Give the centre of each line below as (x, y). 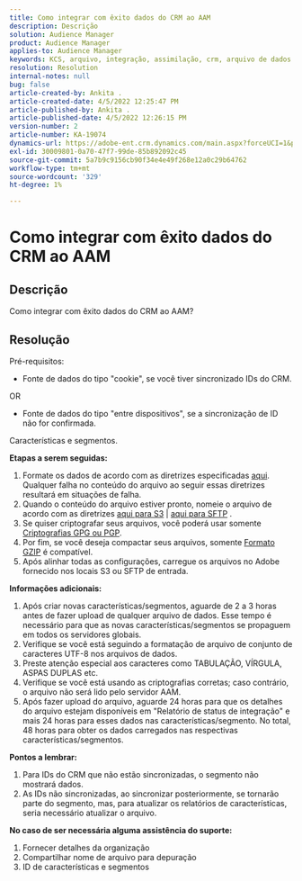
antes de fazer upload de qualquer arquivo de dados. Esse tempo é (147, 615)
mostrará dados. (53, 784)
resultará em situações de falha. (82, 494)
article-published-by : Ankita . (70, 110)
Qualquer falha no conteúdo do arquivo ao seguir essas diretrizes (143, 485)
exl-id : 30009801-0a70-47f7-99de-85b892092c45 (98, 151)
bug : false (30, 85)
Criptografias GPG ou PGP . (72, 533)
